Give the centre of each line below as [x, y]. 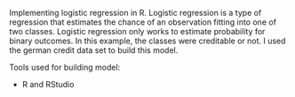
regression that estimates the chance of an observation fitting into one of [143, 22]
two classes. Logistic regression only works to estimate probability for [137, 31]
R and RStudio [48, 84]
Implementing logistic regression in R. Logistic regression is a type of [136, 13]
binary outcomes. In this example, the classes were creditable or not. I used [147, 41]
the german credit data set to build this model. [94, 50]
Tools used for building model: [65, 67]
